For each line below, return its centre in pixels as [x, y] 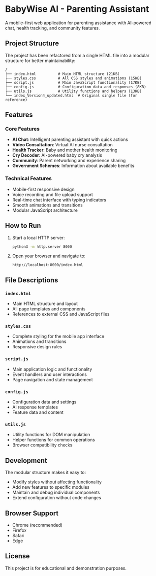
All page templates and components [49, 309]
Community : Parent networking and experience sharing [69, 161]
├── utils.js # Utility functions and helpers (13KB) [73, 91]
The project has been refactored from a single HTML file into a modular [77, 55]
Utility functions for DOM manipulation [51, 435]
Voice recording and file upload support [53, 194]
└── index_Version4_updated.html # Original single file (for [71, 95]
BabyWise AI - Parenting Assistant [77, 9]
